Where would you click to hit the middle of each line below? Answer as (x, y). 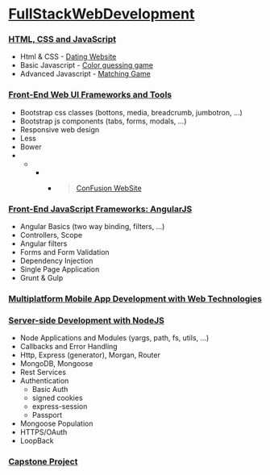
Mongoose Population (56, 423)
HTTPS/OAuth (44, 432)
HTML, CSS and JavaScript (62, 40)
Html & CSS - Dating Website (68, 56)
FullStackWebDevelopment (102, 14)
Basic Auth (50, 390)
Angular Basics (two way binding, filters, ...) (92, 227)
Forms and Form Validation (65, 252)
